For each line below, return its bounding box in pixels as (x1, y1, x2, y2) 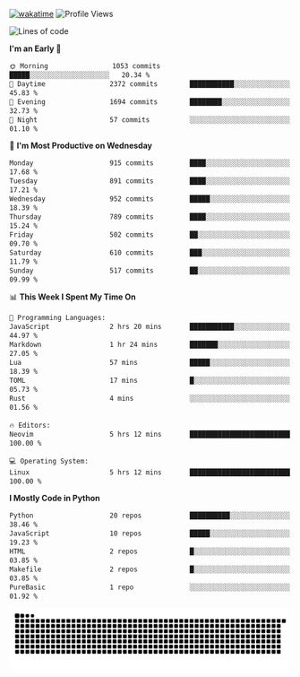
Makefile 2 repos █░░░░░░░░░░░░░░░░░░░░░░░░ (9, 565, 291, 574)
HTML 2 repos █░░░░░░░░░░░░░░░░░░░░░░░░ (9, 547, 291, 556)
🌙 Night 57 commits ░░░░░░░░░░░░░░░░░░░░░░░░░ (9, 116, 291, 125)
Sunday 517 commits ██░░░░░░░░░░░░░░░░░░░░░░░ (9, 266, 291, 275)
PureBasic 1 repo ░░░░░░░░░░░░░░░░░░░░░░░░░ (9, 583, 291, 592)
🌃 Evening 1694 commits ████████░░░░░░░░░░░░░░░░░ (9, 98, 291, 107)
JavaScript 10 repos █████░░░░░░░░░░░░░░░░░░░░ (9, 529, 291, 538)
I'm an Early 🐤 (9, 43, 62, 54)
